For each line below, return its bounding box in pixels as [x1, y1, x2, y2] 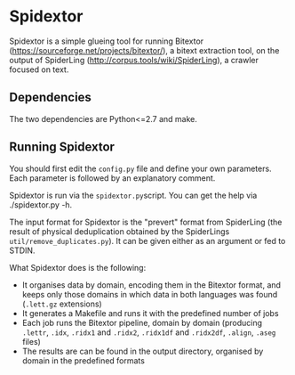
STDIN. [9, 245, 36, 256]
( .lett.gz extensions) [21, 298, 102, 309]
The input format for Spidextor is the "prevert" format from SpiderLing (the [9, 216, 283, 227]
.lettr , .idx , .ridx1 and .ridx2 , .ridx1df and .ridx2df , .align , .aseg [21, 327, 276, 338]
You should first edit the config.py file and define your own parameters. [9, 163, 273, 174]
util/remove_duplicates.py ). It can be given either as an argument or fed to [9, 235, 286, 246]
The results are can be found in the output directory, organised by [21, 346, 264, 356]
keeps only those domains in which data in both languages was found [21, 289, 278, 299]
